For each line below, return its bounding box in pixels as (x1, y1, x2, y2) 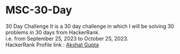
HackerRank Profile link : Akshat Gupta (5, 41, 99, 48)
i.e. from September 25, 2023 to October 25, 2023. (5, 35, 128, 42)
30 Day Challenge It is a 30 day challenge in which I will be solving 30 (5, 23, 174, 30)
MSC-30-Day (5, 3, 72, 17)
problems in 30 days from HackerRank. (5, 28, 100, 35)
